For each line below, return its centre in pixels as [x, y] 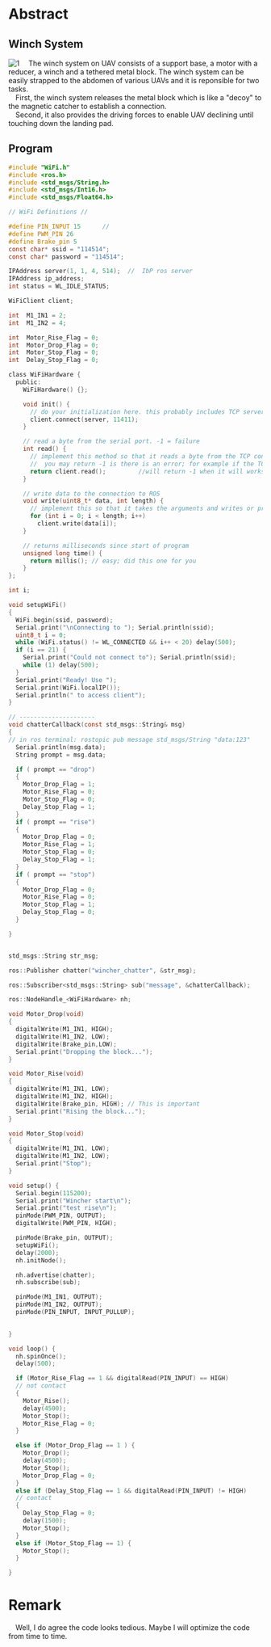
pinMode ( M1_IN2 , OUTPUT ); [59, 1305]
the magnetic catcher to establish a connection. [88, 106]
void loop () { [32, 1349]
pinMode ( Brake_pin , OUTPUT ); [65, 1238]
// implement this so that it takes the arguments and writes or [142, 509]
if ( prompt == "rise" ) [55, 822]
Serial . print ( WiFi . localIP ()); [68, 688]
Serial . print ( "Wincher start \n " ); [73, 1201]
